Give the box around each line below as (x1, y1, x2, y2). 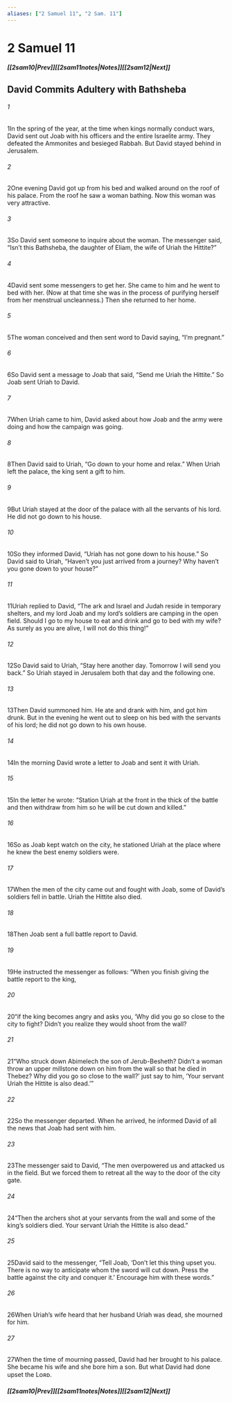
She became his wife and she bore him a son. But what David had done (7, 1362, 211, 1371)
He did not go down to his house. (7, 512, 102, 521)
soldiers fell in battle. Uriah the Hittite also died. (7, 893, 143, 901)
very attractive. (7, 199, 51, 207)
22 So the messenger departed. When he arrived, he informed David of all (7, 1117, 217, 1125)
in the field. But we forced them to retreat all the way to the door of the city (7, 1169, 221, 1177)
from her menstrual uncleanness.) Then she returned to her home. (7, 296, 197, 304)
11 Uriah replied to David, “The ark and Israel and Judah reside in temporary (7, 602, 222, 610)
